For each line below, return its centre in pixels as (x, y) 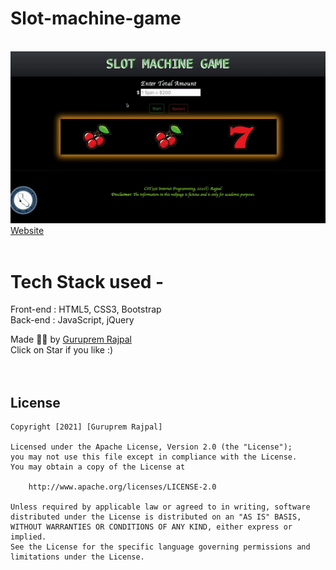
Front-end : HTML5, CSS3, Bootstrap (86, 309)
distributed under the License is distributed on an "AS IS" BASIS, (156, 517)
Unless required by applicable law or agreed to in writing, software (160, 507)
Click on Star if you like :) (62, 350)
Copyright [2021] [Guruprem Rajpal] (86, 427)
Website (27, 231)
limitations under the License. (77, 557)
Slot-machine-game (96, 18)
